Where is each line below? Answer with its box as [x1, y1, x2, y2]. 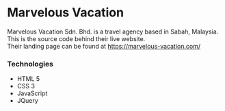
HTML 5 [16, 75, 40, 83]
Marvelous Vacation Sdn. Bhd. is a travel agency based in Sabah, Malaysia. [7, 27, 219, 36]
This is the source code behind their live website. [7, 34, 146, 42]
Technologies [7, 59, 53, 69]
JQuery [16, 97, 39, 105]
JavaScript [16, 89, 48, 97]
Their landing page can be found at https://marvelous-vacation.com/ [7, 42, 200, 50]
